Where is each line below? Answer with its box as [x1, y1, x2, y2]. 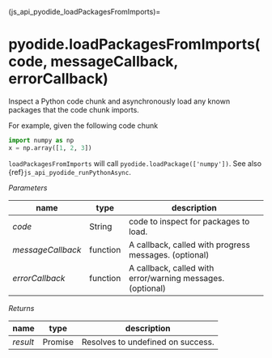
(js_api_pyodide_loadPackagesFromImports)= [8, 7, 161, 16]
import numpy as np [8, 136, 74, 144]
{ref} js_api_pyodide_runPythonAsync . [8, 167, 131, 177]
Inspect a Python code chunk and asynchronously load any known [8, 96, 231, 106]
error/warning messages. [128, 272, 225, 283]
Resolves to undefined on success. [81, 336, 215, 347]
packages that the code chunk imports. [8, 104, 139, 114]
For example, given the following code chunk [8, 121, 159, 130]
